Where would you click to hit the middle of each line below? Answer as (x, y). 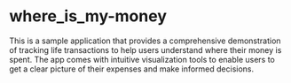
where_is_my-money (88, 16)
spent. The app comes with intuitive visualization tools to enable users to (142, 59)
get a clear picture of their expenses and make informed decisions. (132, 69)
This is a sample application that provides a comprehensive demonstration (145, 41)
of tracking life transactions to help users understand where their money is (145, 49)
